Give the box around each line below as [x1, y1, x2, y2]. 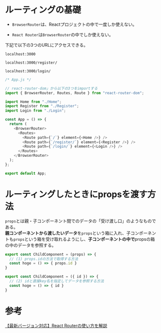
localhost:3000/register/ [5, 60, 57, 65]
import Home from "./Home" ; [5, 99, 62, 104]
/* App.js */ [5, 77, 32, 82]
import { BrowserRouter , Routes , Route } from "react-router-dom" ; [5, 90, 145, 95]
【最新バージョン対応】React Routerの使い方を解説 [5, 322, 108, 328]
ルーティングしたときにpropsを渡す [5, 189, 148, 200]
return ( [9, 122, 27, 127]
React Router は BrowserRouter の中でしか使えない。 [12, 32, 113, 37]
